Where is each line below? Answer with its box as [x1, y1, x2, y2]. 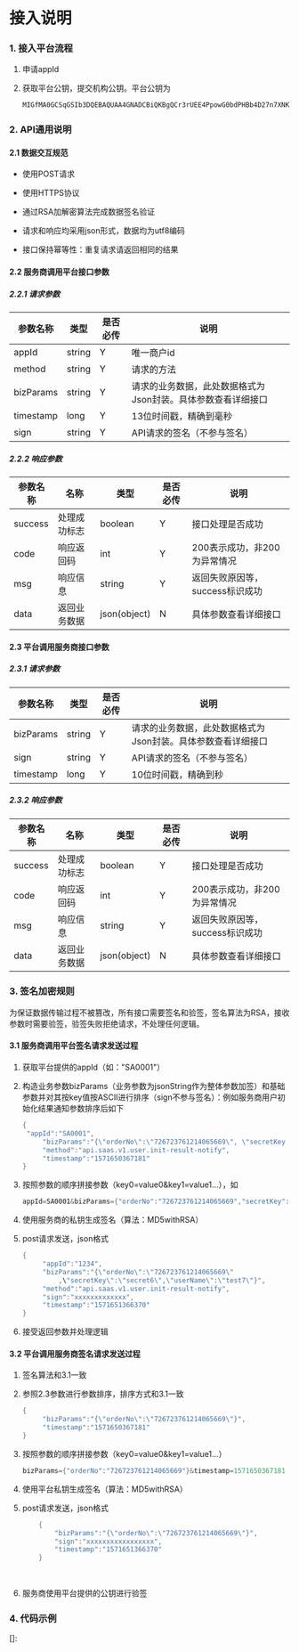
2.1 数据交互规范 [9, 147, 69, 158]
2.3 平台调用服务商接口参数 [9, 641, 109, 652]
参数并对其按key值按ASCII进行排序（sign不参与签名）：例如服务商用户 [21, 1092, 278, 1103]
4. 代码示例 [9, 1613, 57, 1625]
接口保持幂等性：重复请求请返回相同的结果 [21, 244, 179, 255]
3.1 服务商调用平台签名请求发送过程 [9, 1040, 139, 1051]
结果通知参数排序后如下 [37, 1103, 125, 1114]
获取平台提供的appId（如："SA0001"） [21, 1062, 166, 1073]
